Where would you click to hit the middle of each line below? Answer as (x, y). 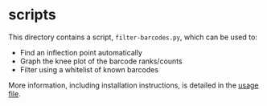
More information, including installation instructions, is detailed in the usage (133, 85)
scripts (32, 15)
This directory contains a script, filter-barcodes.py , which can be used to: (133, 37)
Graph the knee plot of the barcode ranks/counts (101, 61)
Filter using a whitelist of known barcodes (89, 69)
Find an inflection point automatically (81, 52)
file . (15, 93)
